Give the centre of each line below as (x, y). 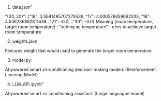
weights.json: (25, 41)
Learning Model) (22, 75)
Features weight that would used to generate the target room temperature (78, 51)
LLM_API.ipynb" (28, 84)
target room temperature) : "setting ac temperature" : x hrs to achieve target (80, 27)
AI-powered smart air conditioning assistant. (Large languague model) (75, 93)
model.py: (22, 60)
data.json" (22, 7)
